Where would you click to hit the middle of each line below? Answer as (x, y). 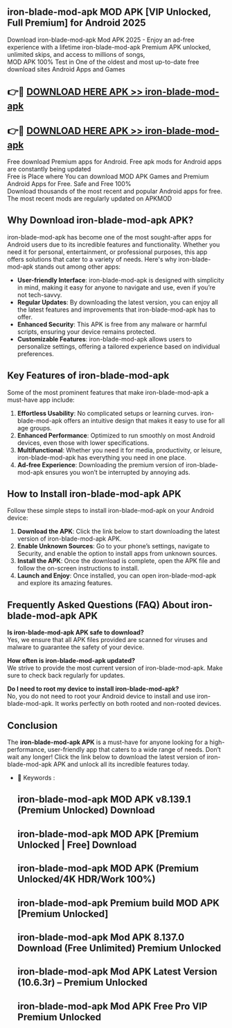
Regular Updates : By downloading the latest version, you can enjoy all (117, 302)
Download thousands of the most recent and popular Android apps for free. (115, 192)
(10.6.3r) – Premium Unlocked (82, 983)
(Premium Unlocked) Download (86, 810)
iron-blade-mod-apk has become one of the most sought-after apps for (109, 237)
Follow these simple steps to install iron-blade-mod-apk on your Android (111, 511)
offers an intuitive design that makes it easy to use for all (144, 421)
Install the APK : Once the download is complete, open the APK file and (118, 561)
